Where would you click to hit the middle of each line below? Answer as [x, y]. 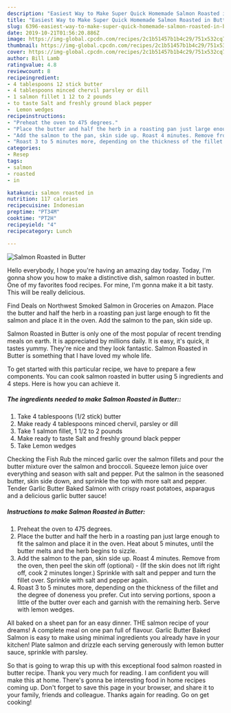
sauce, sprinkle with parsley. [47, 652]
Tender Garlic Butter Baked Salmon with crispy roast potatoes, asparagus [111, 489]
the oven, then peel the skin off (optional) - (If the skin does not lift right [118, 565]
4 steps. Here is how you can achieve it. [64, 383]
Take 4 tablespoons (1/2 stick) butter [69, 416]
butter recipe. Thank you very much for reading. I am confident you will [108, 673]
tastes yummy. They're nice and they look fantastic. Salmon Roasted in [108, 348]
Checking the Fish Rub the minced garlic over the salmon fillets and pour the [115, 459]
